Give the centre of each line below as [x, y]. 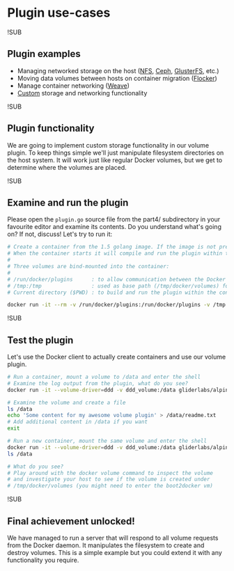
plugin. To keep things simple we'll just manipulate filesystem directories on [116, 152]
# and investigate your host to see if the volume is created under [109, 479]
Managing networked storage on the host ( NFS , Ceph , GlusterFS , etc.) [118, 70]
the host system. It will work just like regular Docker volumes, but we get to [115, 160]
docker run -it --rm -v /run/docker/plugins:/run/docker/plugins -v [109, 305]
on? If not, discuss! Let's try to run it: [60, 234]
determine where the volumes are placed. [67, 167]
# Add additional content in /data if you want [78, 422]
